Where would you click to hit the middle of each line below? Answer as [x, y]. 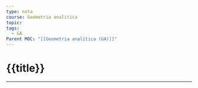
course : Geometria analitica [42, 17]
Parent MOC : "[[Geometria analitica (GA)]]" [62, 39]
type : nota [19, 12]
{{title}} [26, 68]
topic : [14, 22]
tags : [13, 28]
